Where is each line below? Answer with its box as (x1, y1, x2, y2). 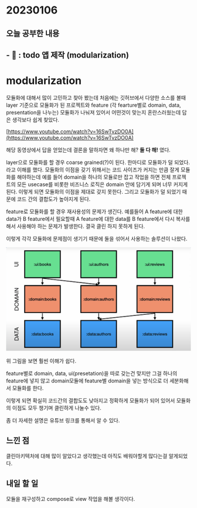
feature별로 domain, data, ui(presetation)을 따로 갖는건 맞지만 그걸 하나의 (6, 369, 178, 376)
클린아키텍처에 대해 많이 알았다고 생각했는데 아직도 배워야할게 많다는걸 (6, 452, 168, 459)
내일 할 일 (6, 479, 39, 489)
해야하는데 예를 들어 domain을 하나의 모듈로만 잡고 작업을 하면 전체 (16, 173, 171, 180)
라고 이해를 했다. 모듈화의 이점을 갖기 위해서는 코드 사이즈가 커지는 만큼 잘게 (6, 166, 180, 173)
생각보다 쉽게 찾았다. (12, 116, 60, 123)
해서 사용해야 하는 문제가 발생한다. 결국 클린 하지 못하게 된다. (6, 223, 145, 230)
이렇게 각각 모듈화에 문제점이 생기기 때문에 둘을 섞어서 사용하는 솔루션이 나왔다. (6, 235, 188, 242)
